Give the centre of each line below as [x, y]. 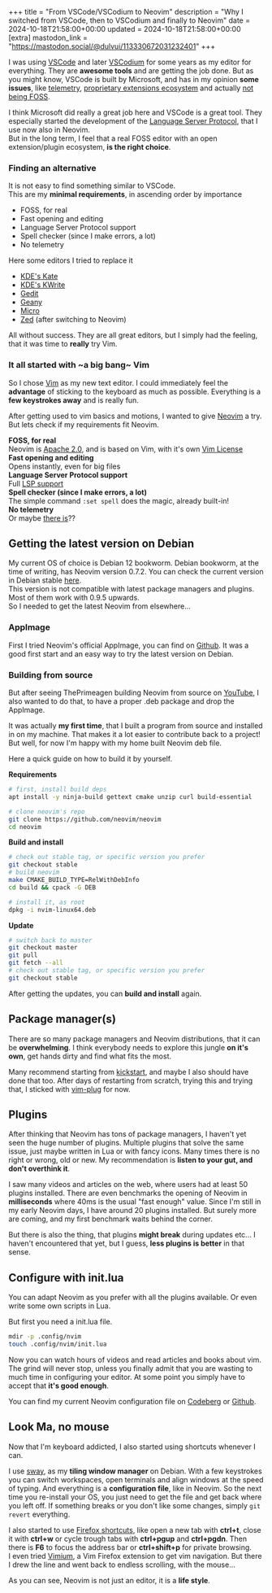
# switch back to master [50, 940]
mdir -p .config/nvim [45, 1337]
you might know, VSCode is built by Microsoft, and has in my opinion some [134, 79]
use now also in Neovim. [50, 130]
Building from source [51, 674]
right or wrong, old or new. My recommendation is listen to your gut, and [131, 1160]
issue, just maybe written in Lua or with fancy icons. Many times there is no [134, 1151]
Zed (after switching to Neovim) [73, 320]
